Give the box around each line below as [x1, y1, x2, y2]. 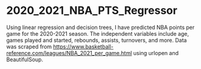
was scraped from [6, 43, 52, 50]
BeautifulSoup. [6, 56, 44, 63]
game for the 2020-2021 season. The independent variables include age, [6, 30, 189, 37]
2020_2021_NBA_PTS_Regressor [6, 4, 178, 18]
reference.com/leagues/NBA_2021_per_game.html [6, 49, 132, 56]
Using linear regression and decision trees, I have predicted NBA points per [6, 24, 195, 31]
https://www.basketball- [53, 43, 114, 50]
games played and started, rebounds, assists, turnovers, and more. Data [6, 36, 187, 44]
